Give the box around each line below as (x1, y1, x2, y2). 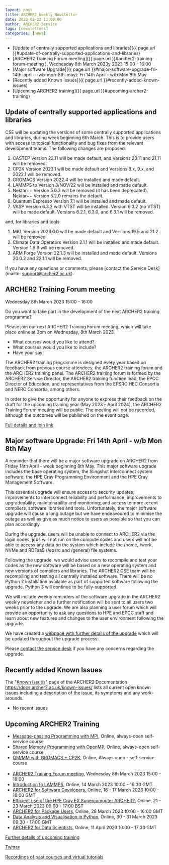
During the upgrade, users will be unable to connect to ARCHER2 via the (5, 531, 155, 537)
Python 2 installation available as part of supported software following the (5, 579, 158, 585)
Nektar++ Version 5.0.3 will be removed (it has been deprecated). (12, 187, 148, 193)
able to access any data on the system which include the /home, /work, (5, 542, 153, 548)
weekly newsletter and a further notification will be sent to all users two (5, 599, 153, 605)
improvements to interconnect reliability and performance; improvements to (5, 494, 162, 501)
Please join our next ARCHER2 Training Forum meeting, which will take (5, 323, 152, 329)
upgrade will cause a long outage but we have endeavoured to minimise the (5, 510, 162, 516)
